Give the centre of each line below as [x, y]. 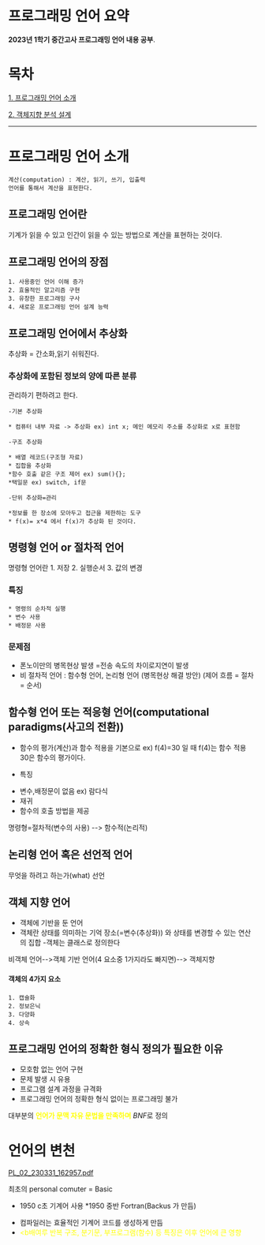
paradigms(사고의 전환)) [66, 727]
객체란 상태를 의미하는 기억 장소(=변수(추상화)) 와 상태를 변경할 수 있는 [128, 933]
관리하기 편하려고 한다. [43, 394]
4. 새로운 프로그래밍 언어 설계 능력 [58, 307]
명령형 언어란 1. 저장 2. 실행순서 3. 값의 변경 [76, 568]
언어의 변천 [42, 1151]
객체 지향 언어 [39, 902]
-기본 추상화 [26, 411]
